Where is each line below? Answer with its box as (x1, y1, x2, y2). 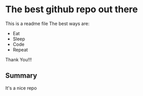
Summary (5, 71, 37, 80)
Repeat (12, 46, 28, 53)
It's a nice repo (5, 85, 37, 91)
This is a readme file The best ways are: (5, 20, 90, 27)
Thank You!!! (5, 56, 32, 62)
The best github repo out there (5, 4, 138, 15)
